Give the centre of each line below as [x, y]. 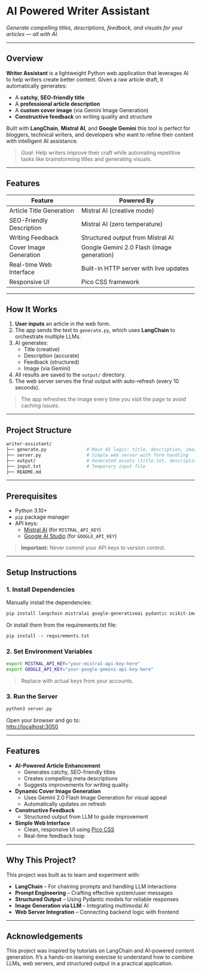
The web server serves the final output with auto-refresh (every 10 [97, 381]
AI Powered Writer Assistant [78, 11]
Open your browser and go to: [43, 720]
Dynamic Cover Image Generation [58, 791]
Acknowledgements [45, 936]
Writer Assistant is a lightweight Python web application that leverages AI [98, 73]
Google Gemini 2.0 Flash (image [126, 247]
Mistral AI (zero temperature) [122, 224]
